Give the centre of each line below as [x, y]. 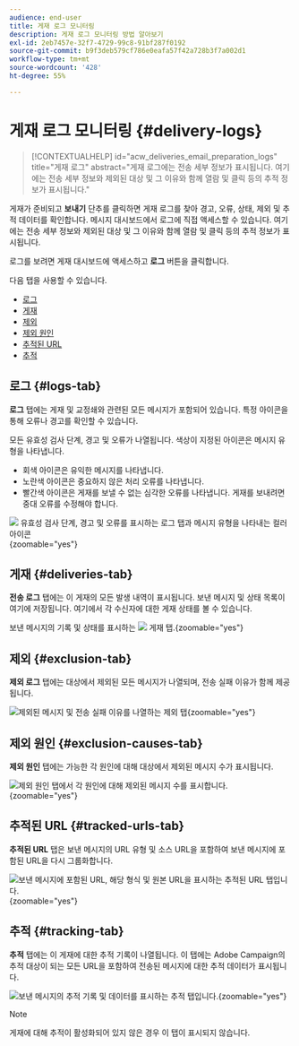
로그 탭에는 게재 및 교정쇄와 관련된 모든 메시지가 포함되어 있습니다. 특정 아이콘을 [149, 410]
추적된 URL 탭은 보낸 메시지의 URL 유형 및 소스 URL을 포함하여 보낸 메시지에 [143, 849]
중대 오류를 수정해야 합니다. [70, 504]
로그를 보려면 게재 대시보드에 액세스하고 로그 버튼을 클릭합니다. [120, 261]
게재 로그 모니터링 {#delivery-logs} [136, 130]
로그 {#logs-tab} [55, 386]
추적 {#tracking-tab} [67, 932]
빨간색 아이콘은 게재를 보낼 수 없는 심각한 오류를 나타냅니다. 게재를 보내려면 [154, 492]
